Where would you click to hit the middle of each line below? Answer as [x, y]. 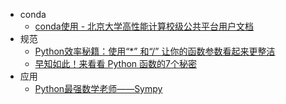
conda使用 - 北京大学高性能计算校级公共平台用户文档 [144, 26]
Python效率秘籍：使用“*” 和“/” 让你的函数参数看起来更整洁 [155, 51]
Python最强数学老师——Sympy [98, 88]
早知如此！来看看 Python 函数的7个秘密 [115, 63]
